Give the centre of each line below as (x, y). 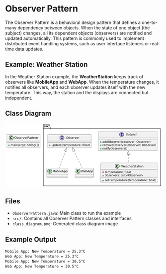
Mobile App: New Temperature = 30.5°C (45, 262)
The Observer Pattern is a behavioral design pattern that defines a (73, 22)
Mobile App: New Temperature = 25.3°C (45, 252)
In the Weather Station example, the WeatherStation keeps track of (74, 76)
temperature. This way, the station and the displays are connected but (77, 92)
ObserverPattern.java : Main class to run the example (67, 213)
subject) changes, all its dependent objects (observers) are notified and (79, 33)
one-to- (150, 22)
